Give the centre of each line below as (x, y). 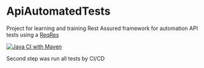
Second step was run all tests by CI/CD (56, 58)
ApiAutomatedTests (59, 11)
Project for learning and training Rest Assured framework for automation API (102, 28)
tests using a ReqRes (33, 34)
